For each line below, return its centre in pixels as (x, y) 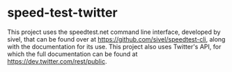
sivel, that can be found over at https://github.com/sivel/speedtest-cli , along (116, 39)
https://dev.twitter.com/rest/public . (57, 61)
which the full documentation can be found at (72, 54)
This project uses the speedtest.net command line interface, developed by (114, 32)
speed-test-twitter (62, 13)
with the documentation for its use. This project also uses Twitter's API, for (114, 46)
